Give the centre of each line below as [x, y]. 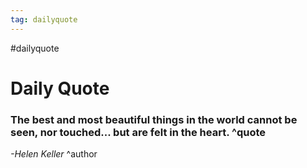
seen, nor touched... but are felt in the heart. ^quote [138, 132]
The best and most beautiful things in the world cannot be [154, 119]
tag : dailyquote [44, 19]
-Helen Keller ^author [54, 154]
